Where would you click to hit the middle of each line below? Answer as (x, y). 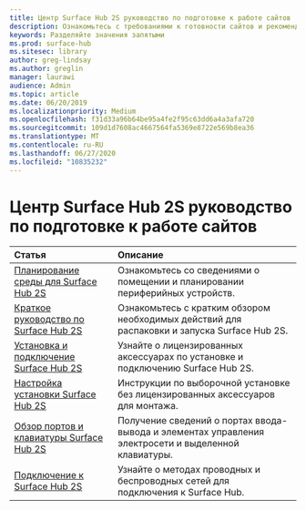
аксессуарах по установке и (180, 357)
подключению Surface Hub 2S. (185, 368)
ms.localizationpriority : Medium (73, 111)
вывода (134, 432)
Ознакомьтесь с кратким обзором (194, 308)
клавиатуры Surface (59, 438)
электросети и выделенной (178, 444)
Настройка (38, 383)
